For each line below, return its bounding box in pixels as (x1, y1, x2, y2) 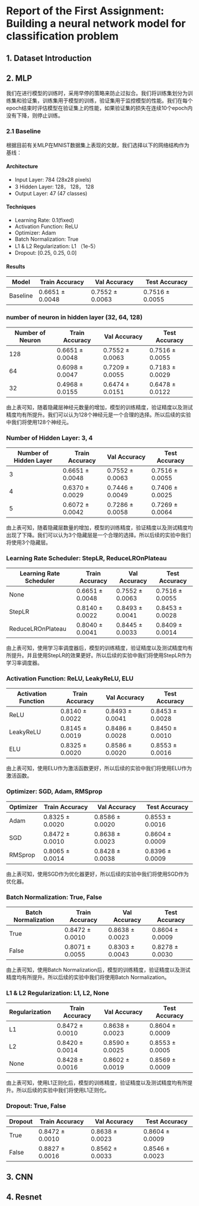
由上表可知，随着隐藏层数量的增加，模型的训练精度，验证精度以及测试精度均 (6, 524, 193, 531)
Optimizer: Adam (14, 229, 56, 236)
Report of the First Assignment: (6, 4, 165, 18)
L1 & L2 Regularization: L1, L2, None (6, 989, 110, 997)
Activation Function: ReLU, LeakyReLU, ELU (6, 674, 134, 683)
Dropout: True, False (6, 1102, 66, 1110)
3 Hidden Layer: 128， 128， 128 (14, 183, 94, 190)
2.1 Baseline (6, 127, 41, 135)
